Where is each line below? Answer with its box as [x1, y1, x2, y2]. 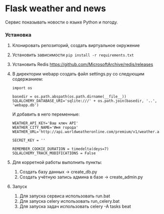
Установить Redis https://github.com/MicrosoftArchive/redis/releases [12, 62, 153, 68]
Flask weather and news [5, 3, 106, 14]
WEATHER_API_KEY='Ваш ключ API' [12, 121, 78, 126]
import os [12, 86, 33, 91]
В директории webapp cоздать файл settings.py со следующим [12, 71, 144, 77]
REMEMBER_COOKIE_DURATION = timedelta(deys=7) [12, 146, 109, 152]
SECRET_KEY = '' [12, 138, 46, 143]
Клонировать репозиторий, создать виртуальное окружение [12, 43, 140, 48]
